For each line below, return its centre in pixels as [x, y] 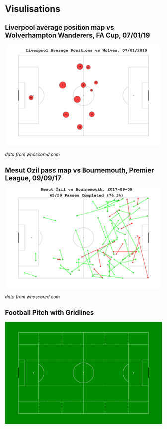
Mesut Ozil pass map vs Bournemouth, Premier [80, 170]
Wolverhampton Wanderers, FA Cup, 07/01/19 [78, 35]
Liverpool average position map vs [60, 28]
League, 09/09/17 [33, 178]
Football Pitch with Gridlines [50, 313]
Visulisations [33, 9]
